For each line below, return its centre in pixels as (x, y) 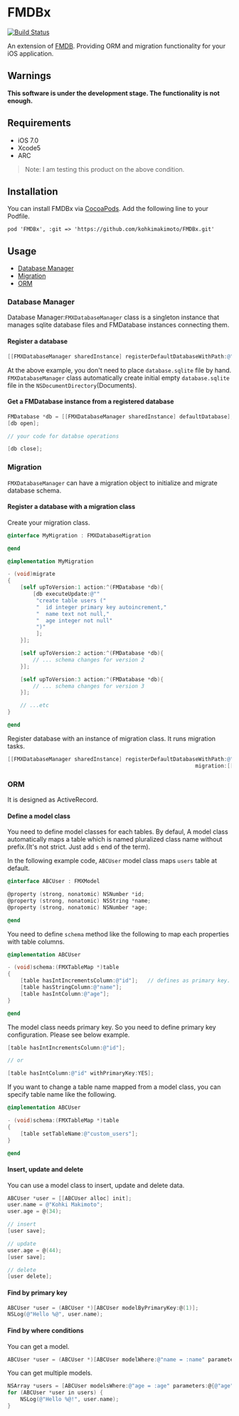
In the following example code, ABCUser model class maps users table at (112, 861)
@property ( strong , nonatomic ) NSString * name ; (79, 901)
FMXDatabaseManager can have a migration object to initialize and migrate (113, 482)
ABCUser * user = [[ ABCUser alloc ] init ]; (70, 1198)
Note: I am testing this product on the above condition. (105, 169)
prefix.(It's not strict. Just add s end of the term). (79, 847)
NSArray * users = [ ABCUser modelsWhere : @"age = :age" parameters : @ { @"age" (121, 1386)
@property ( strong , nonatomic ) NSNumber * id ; (76, 894)
